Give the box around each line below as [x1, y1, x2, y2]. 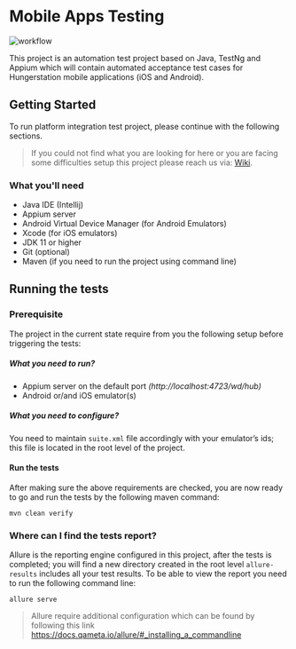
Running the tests [9, 281, 109, 297]
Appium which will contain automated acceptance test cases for [9, 62, 244, 73]
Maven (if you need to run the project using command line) [21, 256, 238, 267]
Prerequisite [9, 308, 64, 321]
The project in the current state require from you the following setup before [9, 328, 284, 339]
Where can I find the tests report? [9, 529, 158, 542]
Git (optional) [21, 247, 71, 257]
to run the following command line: [9, 578, 136, 589]
